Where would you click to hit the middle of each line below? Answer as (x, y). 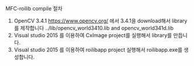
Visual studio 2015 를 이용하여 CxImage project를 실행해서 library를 (93, 35)
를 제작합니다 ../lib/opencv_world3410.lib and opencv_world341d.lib (93, 28)
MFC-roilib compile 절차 (34, 8)
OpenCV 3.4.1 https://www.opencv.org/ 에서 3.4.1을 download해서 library (101, 21)
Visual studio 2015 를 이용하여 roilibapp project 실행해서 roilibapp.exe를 (98, 50)
